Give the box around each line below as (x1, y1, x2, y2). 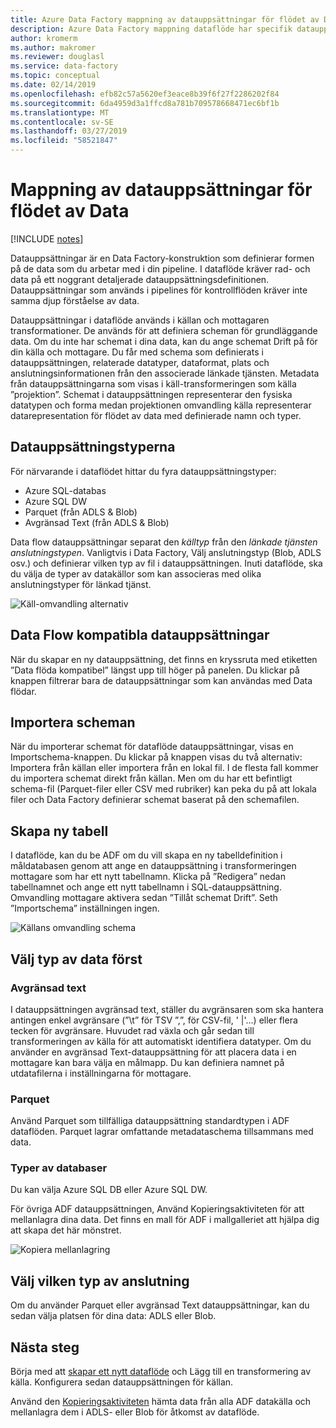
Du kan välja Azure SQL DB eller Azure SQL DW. (10, 1184, 208, 1196)
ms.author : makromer (10, 42, 97, 53)
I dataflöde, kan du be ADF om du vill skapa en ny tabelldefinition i (10, 849, 283, 861)
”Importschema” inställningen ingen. (10, 902, 160, 915)
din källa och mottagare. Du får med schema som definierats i (10, 346, 264, 358)
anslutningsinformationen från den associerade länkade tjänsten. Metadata (10, 367, 320, 379)
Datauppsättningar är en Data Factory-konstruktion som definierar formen (10, 252, 315, 264)
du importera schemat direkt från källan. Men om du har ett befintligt (10, 772, 293, 785)
